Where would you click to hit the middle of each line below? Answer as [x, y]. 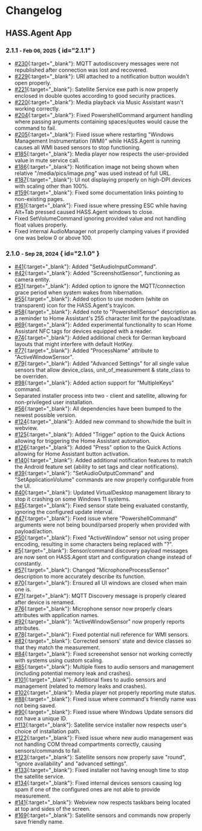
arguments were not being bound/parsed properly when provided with [102, 525]
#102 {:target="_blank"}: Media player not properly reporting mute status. [105, 692]
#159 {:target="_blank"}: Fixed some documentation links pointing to [99, 193]
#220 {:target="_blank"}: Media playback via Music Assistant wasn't [99, 102]
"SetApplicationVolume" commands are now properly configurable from [104, 480]
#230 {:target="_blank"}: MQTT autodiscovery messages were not [96, 63]
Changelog [34, 11]
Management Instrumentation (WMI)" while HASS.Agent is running [97, 141]
